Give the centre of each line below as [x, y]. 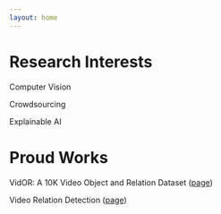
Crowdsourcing [38, 104]
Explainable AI [35, 121]
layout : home [34, 17]
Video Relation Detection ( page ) [68, 200]
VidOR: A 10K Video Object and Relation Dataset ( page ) [111, 182]
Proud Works [59, 157]
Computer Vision [40, 87]
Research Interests [81, 61]
